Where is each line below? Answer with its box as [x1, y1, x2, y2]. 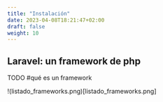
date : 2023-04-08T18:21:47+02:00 [7, 17, 105, 24]
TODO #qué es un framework [7, 74, 92, 82]
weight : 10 [7, 29, 39, 37]
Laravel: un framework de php [7, 55, 141, 67]
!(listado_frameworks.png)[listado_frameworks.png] [7, 87, 157, 96]
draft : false [7, 23, 45, 30]
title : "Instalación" [7, 10, 71, 17]
